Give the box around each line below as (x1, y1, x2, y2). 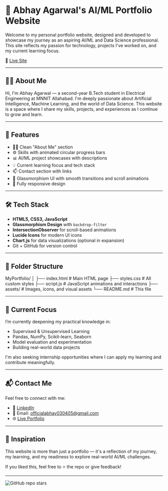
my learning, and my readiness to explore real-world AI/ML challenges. (5, 453, 151, 459)
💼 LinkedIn (12, 405, 34, 411)
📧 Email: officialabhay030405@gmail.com (12, 410, 99, 416)
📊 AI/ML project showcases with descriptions (12, 155, 107, 161)
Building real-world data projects (12, 345, 80, 350)
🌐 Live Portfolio (12, 415, 45, 421)
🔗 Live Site (5, 57, 27, 63)
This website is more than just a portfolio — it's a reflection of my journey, (5, 448, 157, 454)
